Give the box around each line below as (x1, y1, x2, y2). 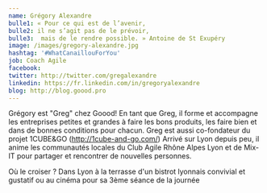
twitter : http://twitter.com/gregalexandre (8, 72, 157, 80)
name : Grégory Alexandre (8, 11, 92, 20)
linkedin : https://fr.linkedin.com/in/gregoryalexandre (8, 79, 200, 87)
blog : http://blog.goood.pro (8, 86, 106, 95)
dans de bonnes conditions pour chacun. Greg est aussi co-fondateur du (8, 125, 251, 135)
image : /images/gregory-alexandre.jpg (8, 42, 139, 50)
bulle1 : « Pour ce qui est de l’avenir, (8, 19, 147, 27)
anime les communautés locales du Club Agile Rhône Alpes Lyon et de (8, 142, 243, 153)
